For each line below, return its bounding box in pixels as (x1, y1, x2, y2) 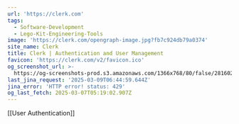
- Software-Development (14, 23, 84, 30)
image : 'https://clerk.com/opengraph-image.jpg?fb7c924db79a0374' (7, 37, 208, 44)
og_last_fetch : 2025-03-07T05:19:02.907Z (7, 89, 132, 96)
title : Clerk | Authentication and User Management (7, 50, 164, 57)
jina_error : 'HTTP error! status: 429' (7, 83, 126, 90)
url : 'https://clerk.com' (7, 10, 84, 18)
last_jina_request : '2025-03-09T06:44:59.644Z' (7, 76, 152, 84)
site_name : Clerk (7, 43, 59, 50)
